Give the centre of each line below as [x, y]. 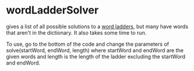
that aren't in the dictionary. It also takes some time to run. [76, 32]
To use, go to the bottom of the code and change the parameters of [88, 44]
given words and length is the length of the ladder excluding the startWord [96, 56]
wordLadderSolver [52, 10]
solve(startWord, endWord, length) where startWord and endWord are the [95, 50]
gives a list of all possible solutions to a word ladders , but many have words [97, 26]
